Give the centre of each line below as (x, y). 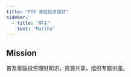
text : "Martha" (36, 29)
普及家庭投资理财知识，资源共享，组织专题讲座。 (67, 68)
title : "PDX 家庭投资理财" (37, 12)
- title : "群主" (31, 23)
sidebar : (17, 17)
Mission (22, 53)
